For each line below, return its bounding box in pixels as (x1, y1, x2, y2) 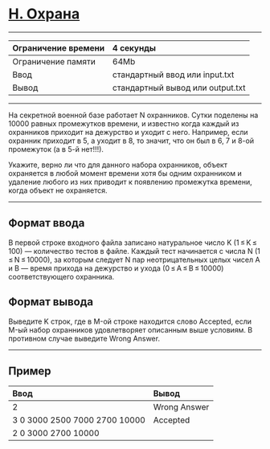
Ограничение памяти (12, 55, 96, 67)
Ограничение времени (12, 42, 105, 53)
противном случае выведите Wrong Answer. (8, 333, 161, 343)
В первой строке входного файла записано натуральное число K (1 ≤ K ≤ (8, 238, 257, 247)
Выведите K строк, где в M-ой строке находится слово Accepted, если (8, 316, 252, 326)
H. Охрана (8, 5, 80, 23)
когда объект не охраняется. (8, 186, 108, 195)
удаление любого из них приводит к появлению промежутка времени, (8, 177, 252, 186)
